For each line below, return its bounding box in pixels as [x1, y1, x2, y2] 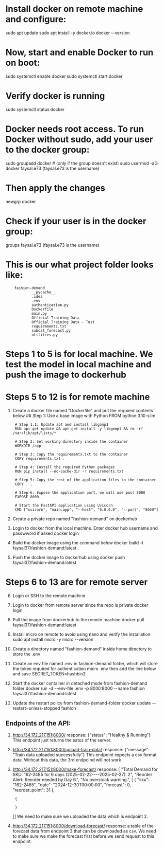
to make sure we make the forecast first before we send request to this [12, 833, 155, 839]
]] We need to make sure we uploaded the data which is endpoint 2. [12, 813, 148, 819]
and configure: [5, 14, 66, 25]
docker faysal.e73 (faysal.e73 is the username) [5, 165, 99, 171]
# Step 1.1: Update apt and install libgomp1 [15, 422, 109, 427]
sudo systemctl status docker [5, 106, 65, 112]
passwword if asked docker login [12, 530, 79, 536]
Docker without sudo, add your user [5, 134, 153, 145]
